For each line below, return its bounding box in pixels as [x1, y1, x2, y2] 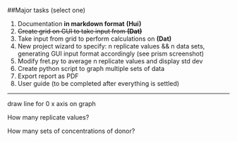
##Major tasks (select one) [7, 6, 86, 14]
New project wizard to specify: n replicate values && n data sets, [17, 42, 205, 50]
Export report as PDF [17, 72, 79, 80]
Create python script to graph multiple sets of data [17, 65, 165, 72]
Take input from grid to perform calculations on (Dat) [17, 34, 172, 43]
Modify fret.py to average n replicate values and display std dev [17, 57, 203, 65]
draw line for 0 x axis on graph [7, 100, 97, 108]
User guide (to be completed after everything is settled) [17, 79, 180, 87]
